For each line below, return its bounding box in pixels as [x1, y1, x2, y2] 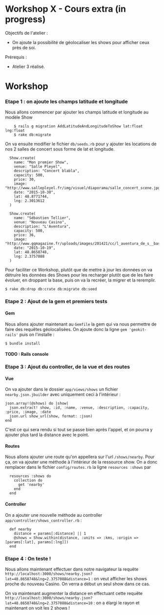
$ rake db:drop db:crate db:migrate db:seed [5, 287, 97, 292]
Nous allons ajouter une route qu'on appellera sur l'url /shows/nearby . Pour [5, 454, 155, 460]
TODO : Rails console [5, 351, 49, 357]
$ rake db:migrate [14, 132, 51, 137]
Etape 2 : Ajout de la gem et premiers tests [5, 298, 107, 305]
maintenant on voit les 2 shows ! [5, 605, 70, 611]
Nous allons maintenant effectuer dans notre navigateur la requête [5, 566, 139, 572]
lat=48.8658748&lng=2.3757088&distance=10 [5, 600, 93, 606]
